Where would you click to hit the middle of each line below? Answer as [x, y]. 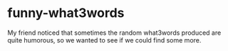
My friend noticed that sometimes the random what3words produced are [114, 33]
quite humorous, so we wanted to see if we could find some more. [104, 40]
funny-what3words [66, 13]
